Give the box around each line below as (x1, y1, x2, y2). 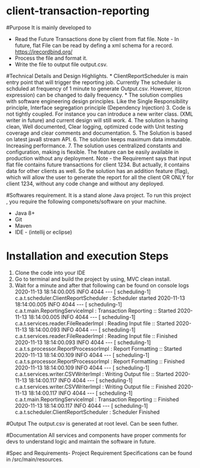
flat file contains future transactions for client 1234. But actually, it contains (6, 161, 190, 168)
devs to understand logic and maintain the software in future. (6, 438, 156, 445)
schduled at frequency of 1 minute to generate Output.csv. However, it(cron (6, 85, 191, 92)
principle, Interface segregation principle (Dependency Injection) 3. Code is (6, 104, 192, 111)
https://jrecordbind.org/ (14, 48, 73, 55)
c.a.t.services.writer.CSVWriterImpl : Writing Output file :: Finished (14, 383, 177, 390)
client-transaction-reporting (6, 4, 150, 18)
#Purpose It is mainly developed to (6, 24, 92, 31)
